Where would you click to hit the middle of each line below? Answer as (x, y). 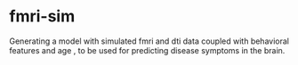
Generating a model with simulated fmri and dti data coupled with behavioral (149, 41)
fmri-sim (42, 16)
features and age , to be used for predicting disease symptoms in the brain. (147, 50)
